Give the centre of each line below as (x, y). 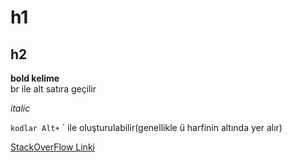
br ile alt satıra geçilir (53, 89)
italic (20, 108)
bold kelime (35, 78)
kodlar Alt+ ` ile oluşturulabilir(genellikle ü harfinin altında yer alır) (146, 127)
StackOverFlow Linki (52, 147)
